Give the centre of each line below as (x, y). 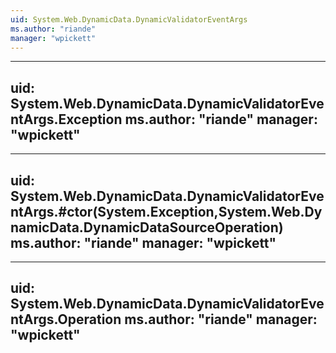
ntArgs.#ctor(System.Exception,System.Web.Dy (166, 211)
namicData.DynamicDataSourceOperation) (147, 227)
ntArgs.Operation (66, 319)
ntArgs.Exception (66, 119)
